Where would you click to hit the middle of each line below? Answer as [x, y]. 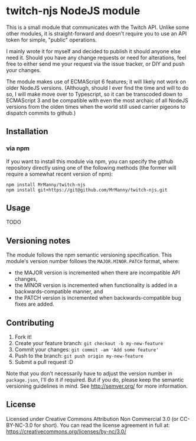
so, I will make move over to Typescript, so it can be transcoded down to [94, 94]
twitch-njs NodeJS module [73, 11]
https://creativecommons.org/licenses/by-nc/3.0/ [66, 431]
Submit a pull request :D [44, 362]
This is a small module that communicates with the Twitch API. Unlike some [98, 27]
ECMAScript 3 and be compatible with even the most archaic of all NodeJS [97, 100]
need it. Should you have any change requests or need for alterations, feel [96, 57]
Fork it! [23, 337]
